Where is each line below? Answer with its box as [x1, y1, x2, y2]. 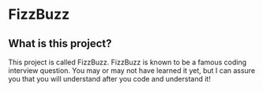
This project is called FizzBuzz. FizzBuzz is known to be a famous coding [8, 57, 247, 67]
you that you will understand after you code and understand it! [8, 75, 211, 83]
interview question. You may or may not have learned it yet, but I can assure [8, 66, 255, 75]
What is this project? [8, 37, 112, 50]
